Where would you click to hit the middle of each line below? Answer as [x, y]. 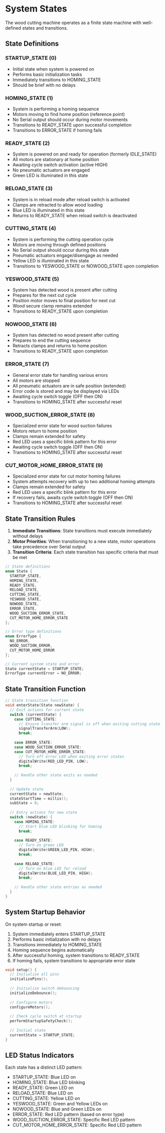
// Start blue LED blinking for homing [60, 826]
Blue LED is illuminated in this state [48, 210]
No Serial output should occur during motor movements [70, 119]
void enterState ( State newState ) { [42, 705]
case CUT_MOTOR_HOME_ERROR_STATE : [50, 752]
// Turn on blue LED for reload [52, 869]
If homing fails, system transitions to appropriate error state [74, 960]
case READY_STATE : [33, 840]
